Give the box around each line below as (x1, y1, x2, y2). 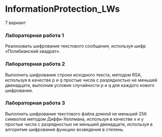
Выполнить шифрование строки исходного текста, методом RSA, (5, 72, 142, 78)
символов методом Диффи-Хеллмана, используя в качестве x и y (5, 116, 144, 122)
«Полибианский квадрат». (5, 48, 60, 55)
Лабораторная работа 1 (5, 32, 64, 39)
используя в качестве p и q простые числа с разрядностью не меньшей (5, 77, 158, 83)
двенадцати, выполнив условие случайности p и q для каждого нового (5, 82, 155, 88)
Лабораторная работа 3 (5, 100, 65, 107)
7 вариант (5, 20, 26, 26)
